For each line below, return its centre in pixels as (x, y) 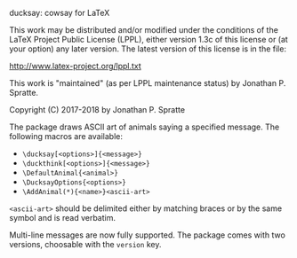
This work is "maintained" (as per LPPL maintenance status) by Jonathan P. (148, 83)
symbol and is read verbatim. (62, 218)
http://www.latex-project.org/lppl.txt (76, 66)
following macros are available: (66, 136)
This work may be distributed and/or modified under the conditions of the (144, 30)
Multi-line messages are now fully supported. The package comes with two (148, 235)
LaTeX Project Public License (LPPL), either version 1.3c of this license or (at (149, 39)
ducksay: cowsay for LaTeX (60, 13)
